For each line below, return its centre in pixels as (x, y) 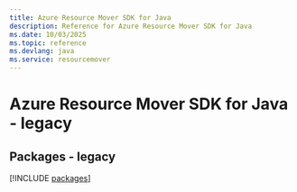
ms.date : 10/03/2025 (48, 34)
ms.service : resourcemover (60, 59)
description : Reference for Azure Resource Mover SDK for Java (131, 26)
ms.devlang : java (42, 51)
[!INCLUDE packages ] (50, 178)
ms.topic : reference (48, 43)
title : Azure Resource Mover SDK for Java (90, 18)
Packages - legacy (62, 156)
